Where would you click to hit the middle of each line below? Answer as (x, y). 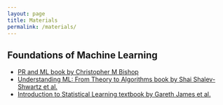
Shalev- (204, 79)
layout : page (26, 14)
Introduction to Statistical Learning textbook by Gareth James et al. (114, 94)
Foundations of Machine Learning (82, 55)
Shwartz (29, 87)
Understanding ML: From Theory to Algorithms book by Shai (104, 79)
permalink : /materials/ (42, 27)
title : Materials (33, 20)
